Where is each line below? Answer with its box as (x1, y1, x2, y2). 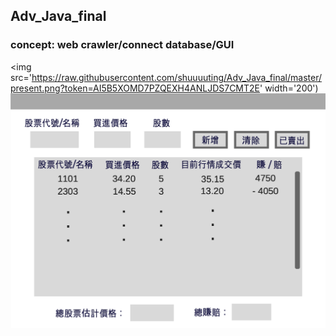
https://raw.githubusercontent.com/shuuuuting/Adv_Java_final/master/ (31, 71, 322, 83)
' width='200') (259, 82, 319, 94)
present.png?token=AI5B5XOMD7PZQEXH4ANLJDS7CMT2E (10, 82, 261, 94)
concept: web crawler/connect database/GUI (10, 38, 235, 52)
